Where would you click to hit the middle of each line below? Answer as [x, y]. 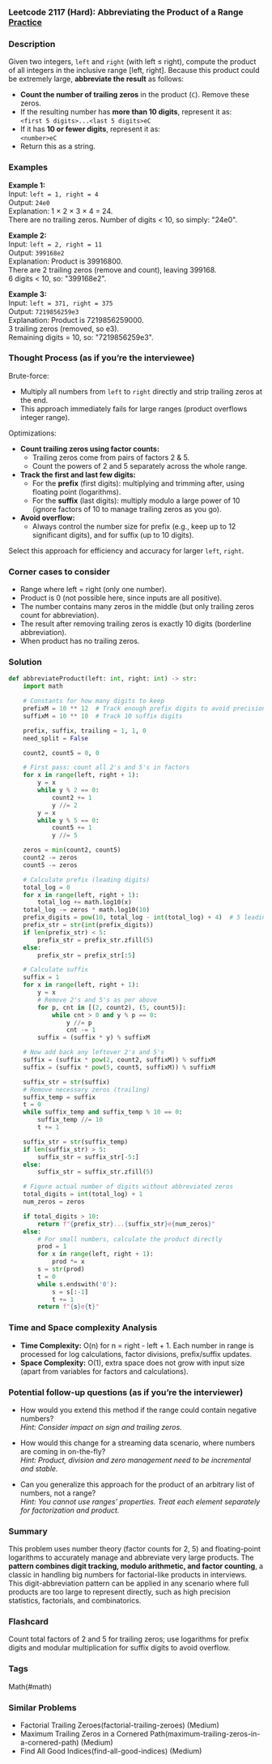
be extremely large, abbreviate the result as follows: [96, 79]
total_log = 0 [47, 887]
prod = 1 [52, 1247]
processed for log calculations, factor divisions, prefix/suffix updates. [136, 1354]
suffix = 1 [41, 977]
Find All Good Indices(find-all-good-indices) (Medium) [111, 1751]
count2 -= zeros [51, 858]
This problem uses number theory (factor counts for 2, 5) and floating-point [134, 1549]
